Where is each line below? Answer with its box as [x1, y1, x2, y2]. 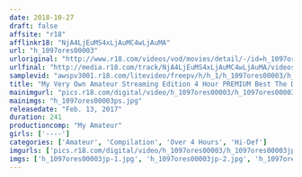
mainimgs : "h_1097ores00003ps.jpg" [9, 96, 143, 105]
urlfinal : [9, 63, 47, 72]
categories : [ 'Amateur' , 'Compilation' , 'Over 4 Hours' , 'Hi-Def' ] [9, 138, 268, 147]
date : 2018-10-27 [9, 13, 75, 22]
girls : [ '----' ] [9, 130, 70, 139]
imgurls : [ [9, 146, 50, 155]
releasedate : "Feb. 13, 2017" [9, 105, 123, 114]
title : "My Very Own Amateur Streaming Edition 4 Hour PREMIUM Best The [9, 80, 288, 88]
